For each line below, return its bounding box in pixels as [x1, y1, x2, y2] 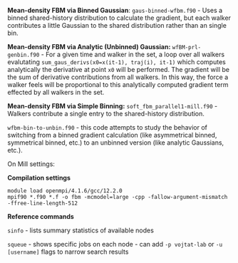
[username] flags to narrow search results [7, 247, 129, 256]
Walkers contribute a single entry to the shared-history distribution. [7, 110, 205, 118]
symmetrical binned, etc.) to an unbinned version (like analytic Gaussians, [7, 138, 224, 147]
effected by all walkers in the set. [7, 88, 105, 96]
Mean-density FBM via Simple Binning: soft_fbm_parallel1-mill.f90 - [7, 102, 218, 110]
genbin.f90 [7, 51, 40, 58]
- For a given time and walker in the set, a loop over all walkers [41, 50, 225, 58]
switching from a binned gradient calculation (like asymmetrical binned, [7, 131, 217, 139]
